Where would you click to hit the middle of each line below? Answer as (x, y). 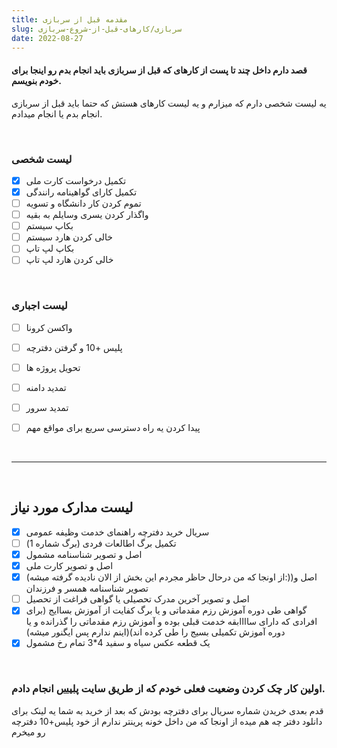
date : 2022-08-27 (47, 38)
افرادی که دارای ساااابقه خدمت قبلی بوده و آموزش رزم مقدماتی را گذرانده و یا (171, 622)
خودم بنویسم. (36, 80)
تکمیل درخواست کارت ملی (76, 180)
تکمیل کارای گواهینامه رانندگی (81, 192)
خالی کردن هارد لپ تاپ (69, 260)
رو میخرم (28, 732)
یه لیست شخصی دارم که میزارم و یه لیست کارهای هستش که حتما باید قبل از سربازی (169, 103)
